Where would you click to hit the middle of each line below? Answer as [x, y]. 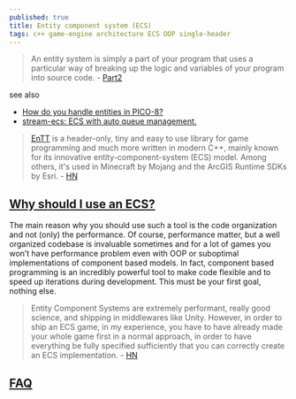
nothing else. [33, 291]
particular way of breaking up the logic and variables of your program [157, 68]
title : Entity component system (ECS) [80, 26]
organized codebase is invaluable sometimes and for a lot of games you [140, 244]
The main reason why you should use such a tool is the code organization [143, 226]
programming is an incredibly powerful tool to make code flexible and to [140, 272]
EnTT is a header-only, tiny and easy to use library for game [140, 139]
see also [24, 95]
